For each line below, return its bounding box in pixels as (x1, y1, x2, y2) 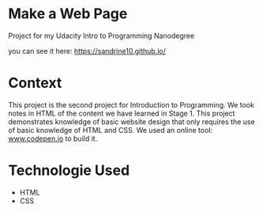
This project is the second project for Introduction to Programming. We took (8, 100, 255, 109)
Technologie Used (8, 161, 130, 180)
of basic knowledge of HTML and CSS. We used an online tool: (8, 125, 213, 134)
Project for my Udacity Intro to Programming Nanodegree (8, 31, 195, 40)
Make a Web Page (8, 5, 128, 23)
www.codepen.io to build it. (8, 134, 98, 143)
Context (8, 74, 62, 92)
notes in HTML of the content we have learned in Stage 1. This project (8, 108, 235, 118)
